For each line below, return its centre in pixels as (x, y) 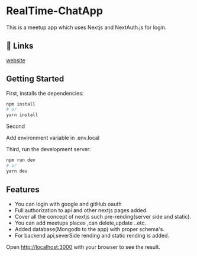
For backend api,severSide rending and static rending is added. (92, 235)
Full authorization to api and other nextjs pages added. (81, 210)
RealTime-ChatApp (55, 11)
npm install (21, 104)
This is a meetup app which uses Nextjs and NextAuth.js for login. (86, 27)
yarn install (22, 115)
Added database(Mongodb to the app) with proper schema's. (89, 229)
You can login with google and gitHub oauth (68, 204)
